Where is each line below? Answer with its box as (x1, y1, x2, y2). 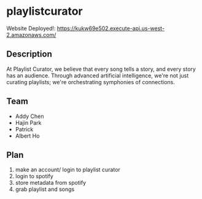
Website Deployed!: (6, 25, 56, 32)
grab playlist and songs (15, 185, 75, 193)
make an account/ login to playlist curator (15, 166, 121, 173)
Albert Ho (15, 132, 40, 139)
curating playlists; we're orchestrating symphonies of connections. (6, 78, 175, 85)
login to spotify (15, 173, 53, 180)
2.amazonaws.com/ (6, 31, 56, 38)
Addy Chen (15, 112, 44, 120)
